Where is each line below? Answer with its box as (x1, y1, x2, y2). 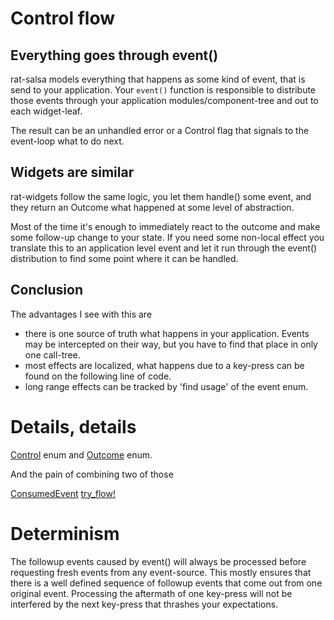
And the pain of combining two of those (10, 468, 174, 480)
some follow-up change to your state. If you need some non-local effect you (10, 231, 325, 243)
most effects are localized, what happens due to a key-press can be (24, 359, 305, 371)
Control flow (10, 7, 116, 30)
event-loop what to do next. (10, 135, 125, 147)
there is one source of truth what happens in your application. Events (24, 327, 310, 339)
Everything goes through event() (10, 47, 219, 64)
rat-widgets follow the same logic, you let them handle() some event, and (10, 190, 312, 202)
